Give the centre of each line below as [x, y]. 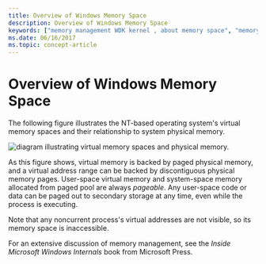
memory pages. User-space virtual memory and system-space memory [125, 179]
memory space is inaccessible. [59, 228]
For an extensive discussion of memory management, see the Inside [120, 243]
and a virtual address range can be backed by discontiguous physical [122, 170]
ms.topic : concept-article [53, 45]
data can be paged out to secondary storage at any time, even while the [125, 196]
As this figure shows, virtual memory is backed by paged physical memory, [131, 163]
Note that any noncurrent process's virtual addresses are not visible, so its [130, 220]
